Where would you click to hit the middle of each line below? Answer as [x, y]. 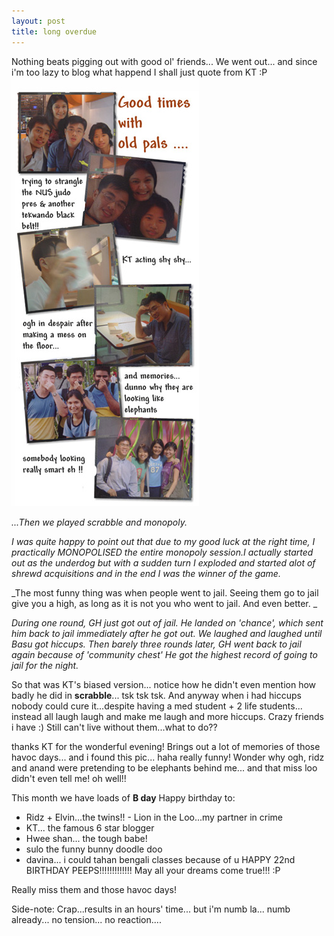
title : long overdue [54, 31]
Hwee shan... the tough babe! [86, 838]
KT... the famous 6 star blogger [90, 827]
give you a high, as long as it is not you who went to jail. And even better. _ [164, 603]
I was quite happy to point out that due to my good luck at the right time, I [163, 541]
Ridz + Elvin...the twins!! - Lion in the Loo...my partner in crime [154, 817]
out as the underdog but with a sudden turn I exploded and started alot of [163, 562]
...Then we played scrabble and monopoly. [99, 522]
